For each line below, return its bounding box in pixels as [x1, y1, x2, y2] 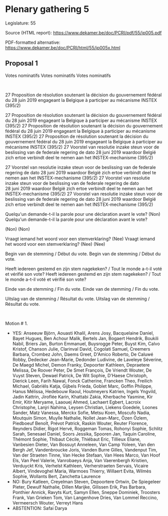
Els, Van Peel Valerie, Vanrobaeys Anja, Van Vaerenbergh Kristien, [12, 457, 148, 463]
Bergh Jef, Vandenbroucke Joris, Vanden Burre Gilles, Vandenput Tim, [12, 447, 157, 453]
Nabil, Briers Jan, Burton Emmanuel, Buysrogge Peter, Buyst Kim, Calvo [12, 341, 160, 347]
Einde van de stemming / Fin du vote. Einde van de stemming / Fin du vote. [5, 286, 159, 292]
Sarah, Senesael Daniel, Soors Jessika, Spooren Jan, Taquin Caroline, [12, 431, 156, 437]
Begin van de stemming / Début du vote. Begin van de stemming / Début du [5, 251, 161, 257]
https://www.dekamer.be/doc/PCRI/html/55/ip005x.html [5, 44, 121, 50]
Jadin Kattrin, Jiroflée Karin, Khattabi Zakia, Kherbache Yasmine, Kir [12, 394, 153, 400]
